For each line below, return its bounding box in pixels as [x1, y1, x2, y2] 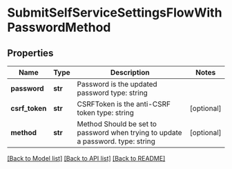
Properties [7, 47, 54, 59]
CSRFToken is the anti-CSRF [77, 99, 171, 109]
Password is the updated [77, 80, 157, 89]
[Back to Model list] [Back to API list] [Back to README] [7, 154, 166, 162]
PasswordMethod [7, 19, 111, 35]
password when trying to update [77, 128, 182, 137]
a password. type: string [77, 136, 155, 146]
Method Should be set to [77, 119, 157, 129]
